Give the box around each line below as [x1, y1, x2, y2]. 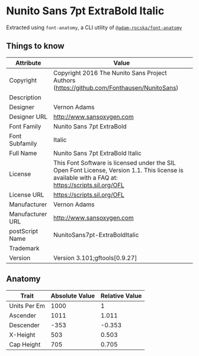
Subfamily [9, 139, 37, 147]
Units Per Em [9, 301, 46, 310]
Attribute [15, 58, 41, 67]
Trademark [9, 244, 40, 252]
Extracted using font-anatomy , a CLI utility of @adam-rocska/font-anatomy [6, 24, 182, 31]
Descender [9, 321, 40, 329]
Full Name [9, 149, 37, 157]
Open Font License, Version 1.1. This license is [53, 166, 184, 174]
